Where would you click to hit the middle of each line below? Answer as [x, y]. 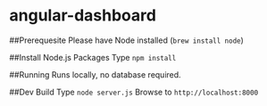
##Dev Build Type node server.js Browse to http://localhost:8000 [134, 92]
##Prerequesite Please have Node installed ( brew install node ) [126, 40]
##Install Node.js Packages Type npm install [93, 57]
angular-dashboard [83, 16]
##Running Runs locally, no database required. [95, 74]
